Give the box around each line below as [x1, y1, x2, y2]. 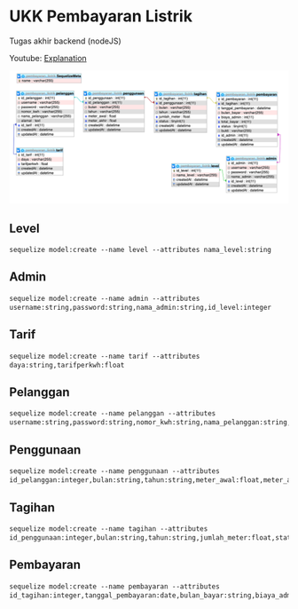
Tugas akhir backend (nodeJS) [9, 36, 122, 46]
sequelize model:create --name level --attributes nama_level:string [9, 245, 272, 254]
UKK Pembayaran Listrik [9, 6, 193, 27]
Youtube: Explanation [9, 52, 87, 63]
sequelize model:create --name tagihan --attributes [9, 525, 208, 534]
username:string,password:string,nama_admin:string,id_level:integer [9, 303, 272, 312]
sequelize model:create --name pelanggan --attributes [9, 409, 216, 418]
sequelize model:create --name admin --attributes [9, 294, 200, 303]
